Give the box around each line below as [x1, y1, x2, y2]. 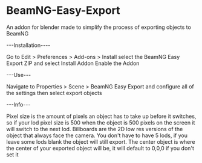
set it [6, 151, 19, 158]
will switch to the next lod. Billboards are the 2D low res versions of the [6, 125, 183, 132]
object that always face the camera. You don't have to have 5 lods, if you [6, 132, 188, 139]
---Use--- [6, 71, 31, 78]
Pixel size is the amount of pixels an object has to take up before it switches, [6, 112, 197, 120]
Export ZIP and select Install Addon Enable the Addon [6, 60, 140, 67]
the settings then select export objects [6, 89, 102, 96]
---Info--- [6, 100, 31, 108]
